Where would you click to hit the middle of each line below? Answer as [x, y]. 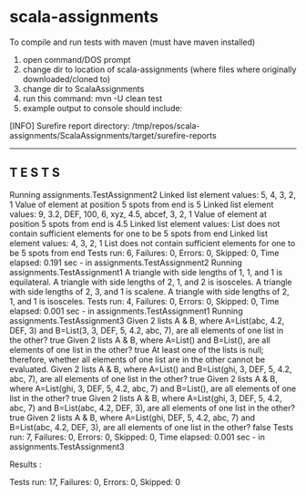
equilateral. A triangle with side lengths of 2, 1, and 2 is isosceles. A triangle [151, 282]
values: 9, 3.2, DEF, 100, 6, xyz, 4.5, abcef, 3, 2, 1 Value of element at [138, 214]
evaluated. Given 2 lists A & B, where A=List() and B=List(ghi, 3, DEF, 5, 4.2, [151, 369]
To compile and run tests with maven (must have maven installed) [133, 42]
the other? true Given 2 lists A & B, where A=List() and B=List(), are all [140, 340]
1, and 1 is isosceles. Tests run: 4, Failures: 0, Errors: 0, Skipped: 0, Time [144, 301]
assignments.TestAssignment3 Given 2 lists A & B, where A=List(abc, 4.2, [147, 320]
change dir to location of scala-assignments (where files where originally [159, 69]
